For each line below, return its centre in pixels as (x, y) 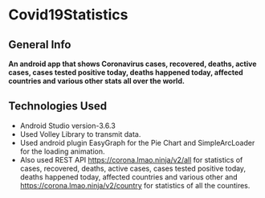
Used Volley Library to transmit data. (80, 134)
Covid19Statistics (68, 15)
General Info (40, 45)
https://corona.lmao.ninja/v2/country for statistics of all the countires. (135, 185)
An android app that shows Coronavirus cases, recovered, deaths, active (132, 64)
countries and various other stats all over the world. (96, 81)
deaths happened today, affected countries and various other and (129, 177)
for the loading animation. (62, 151)
